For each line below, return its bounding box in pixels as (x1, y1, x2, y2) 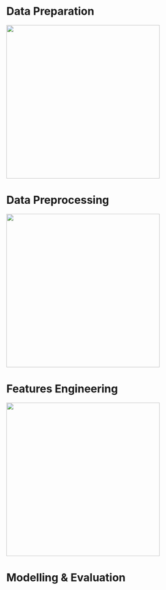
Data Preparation (6, 4, 95, 18)
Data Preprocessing (6, 193, 110, 207)
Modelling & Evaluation (6, 571, 126, 584)
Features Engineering (6, 382, 118, 396)
